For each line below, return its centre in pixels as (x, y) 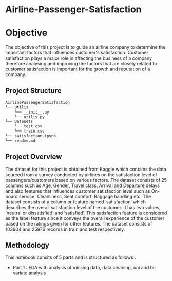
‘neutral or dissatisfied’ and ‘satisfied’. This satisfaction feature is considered (86, 213)
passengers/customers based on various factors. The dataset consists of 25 (86, 180)
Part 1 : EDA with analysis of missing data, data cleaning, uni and (81, 268)
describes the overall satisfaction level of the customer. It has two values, (83, 207)
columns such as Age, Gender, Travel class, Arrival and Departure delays (83, 185)
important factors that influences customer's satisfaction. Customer (77, 53)
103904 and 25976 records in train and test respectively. (65, 229)
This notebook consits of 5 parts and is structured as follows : (71, 257)
